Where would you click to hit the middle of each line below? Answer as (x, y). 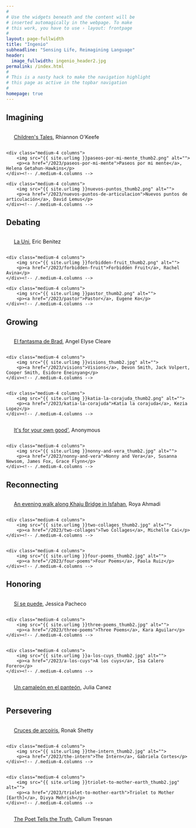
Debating (23, 222)
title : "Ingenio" (27, 45)
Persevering (29, 711)
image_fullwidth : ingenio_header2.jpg (59, 61)
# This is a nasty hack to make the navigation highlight (78, 77)
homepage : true (25, 94)
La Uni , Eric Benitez (38, 241)
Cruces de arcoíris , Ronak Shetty (54, 730)
